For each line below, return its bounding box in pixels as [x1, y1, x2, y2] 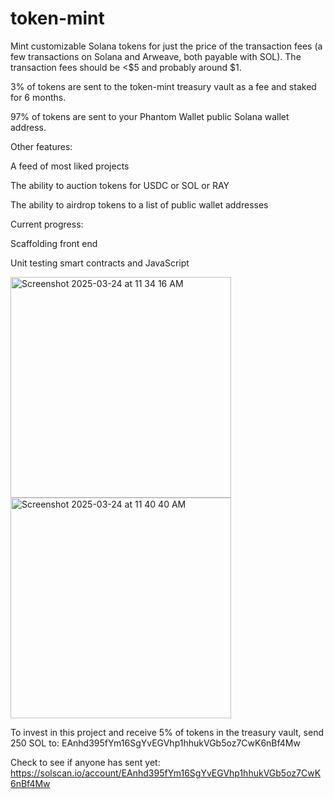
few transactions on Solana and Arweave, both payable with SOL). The [10, 50, 302, 62]
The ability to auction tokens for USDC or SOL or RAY [10, 179, 230, 191]
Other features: [10, 140, 73, 152]
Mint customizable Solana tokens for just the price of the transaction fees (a [10, 40, 323, 52]
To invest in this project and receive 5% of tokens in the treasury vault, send [10, 726, 324, 738]
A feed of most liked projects [10, 160, 130, 172]
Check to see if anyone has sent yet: [10, 756, 161, 768]
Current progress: [10, 218, 84, 230]
